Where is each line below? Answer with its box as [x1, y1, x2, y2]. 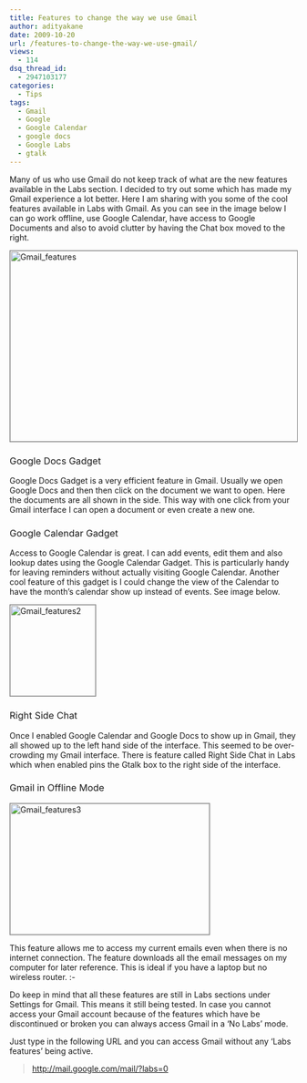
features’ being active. [9, 1045, 94, 1057]
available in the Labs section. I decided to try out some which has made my [9, 183, 292, 194]
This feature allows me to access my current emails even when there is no [9, 942, 288, 953]
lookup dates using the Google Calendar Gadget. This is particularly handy [9, 557, 290, 568]
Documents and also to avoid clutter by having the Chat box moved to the [9, 222, 285, 233]
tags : [9, 97, 30, 107]
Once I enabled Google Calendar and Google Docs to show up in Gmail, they [9, 730, 296, 741]
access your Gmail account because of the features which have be [9, 1008, 261, 1019]
